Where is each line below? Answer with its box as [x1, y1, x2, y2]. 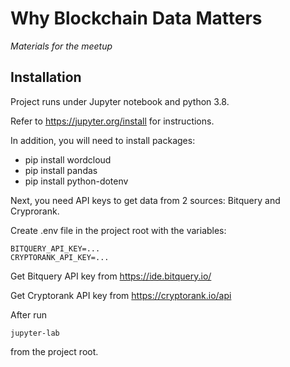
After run [10, 308, 47, 321]
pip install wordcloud [24, 153, 112, 166]
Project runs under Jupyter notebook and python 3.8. [10, 95, 230, 107]
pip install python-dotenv [24, 175, 129, 187]
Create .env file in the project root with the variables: [10, 224, 227, 236]
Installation [10, 69, 82, 86]
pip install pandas [24, 164, 98, 176]
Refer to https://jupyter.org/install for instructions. [10, 115, 215, 127]
